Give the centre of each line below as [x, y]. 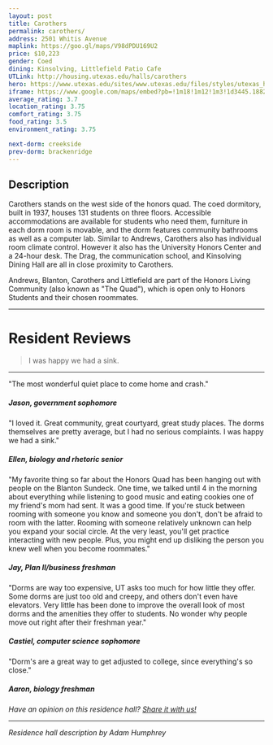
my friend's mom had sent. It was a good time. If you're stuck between [127, 506]
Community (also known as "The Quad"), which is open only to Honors [127, 289]
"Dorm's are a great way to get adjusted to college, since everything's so [131, 662]
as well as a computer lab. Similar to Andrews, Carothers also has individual [135, 239]
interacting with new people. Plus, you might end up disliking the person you [136, 540]
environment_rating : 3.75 [52, 129]
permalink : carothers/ [47, 31]
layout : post [30, 16]
